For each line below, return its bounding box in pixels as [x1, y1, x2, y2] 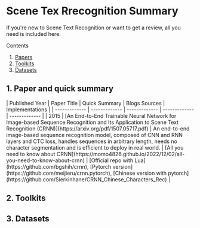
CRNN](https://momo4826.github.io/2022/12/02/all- [56, 150, 185, 157]
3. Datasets [6, 214, 50, 224]
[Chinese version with [113, 169, 167, 177]
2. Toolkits [6, 193, 46, 203]
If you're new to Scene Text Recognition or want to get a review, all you [6, 24, 181, 31]
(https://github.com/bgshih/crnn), [6, 163, 89, 170]
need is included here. [6, 30, 61, 37]
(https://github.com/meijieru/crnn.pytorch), [6, 169, 112, 177]
